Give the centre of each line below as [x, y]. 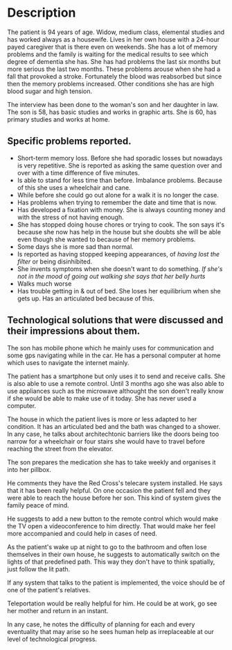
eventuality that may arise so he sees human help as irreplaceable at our [111, 631]
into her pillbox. [29, 469]
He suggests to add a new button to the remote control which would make [113, 519]
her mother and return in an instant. [58, 610]
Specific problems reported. [69, 141]
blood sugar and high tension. [50, 91]
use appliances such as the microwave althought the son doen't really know [115, 391]
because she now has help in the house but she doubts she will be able [119, 231]
